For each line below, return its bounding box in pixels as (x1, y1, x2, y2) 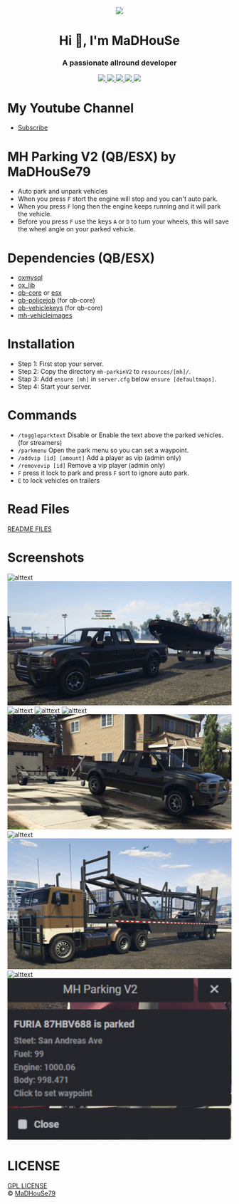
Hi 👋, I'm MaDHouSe (59, 33, 180, 49)
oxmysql (17, 273, 43, 282)
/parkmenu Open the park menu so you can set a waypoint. (17, 446, 189, 455)
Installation (7, 336, 75, 352)
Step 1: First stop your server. (17, 360, 104, 368)
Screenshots (7, 550, 85, 566)
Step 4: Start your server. (17, 382, 92, 391)
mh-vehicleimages (17, 311, 73, 320)
